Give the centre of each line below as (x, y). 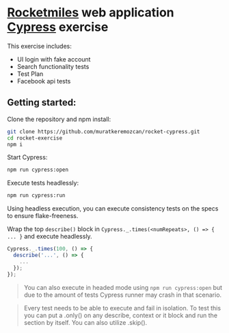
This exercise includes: (39, 46)
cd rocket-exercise (35, 138)
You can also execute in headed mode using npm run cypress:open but (123, 287)
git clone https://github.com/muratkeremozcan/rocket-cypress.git (104, 131)
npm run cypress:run (37, 196)
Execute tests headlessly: (43, 183)
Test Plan (30, 74)
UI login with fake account (54, 59)
